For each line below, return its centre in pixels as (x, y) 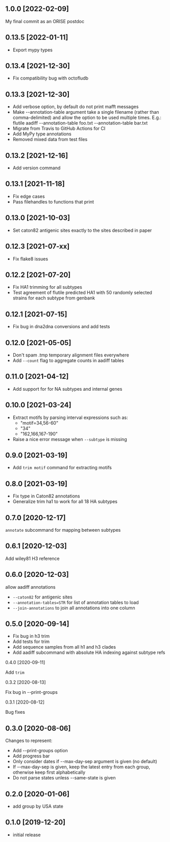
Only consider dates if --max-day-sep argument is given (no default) (85, 761)
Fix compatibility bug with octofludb (50, 78)
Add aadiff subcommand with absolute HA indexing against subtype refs (89, 653)
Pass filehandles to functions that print (53, 202)
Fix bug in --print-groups (31, 692)
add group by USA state (38, 806)
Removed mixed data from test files (50, 139)
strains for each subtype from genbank (54, 298)
